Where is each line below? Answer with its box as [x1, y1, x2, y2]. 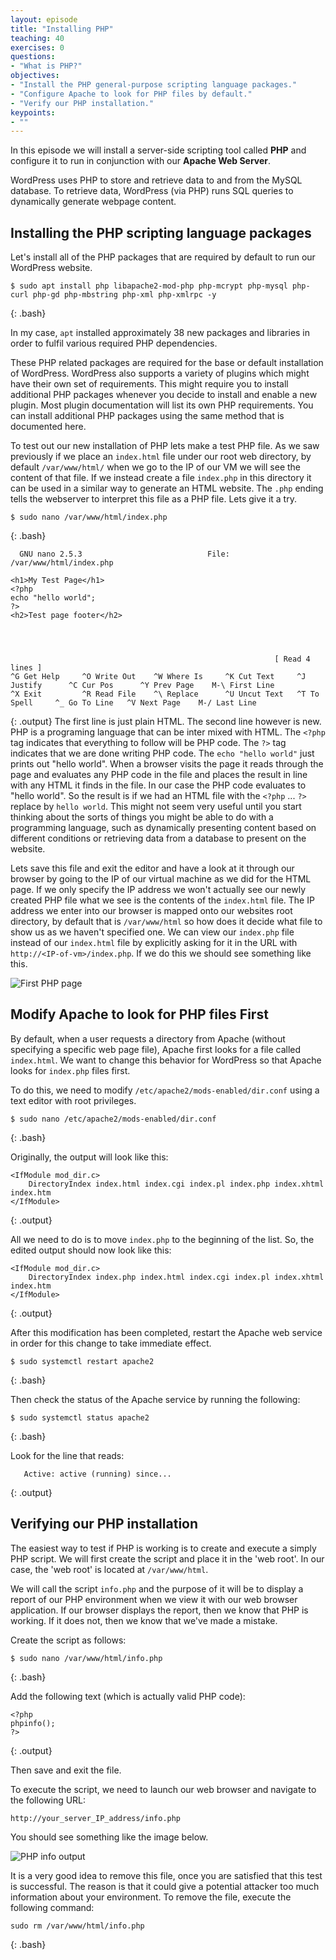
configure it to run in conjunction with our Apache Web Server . [10, 155, 272, 167]
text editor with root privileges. [10, 1094, 137, 1106]
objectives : [10, 71, 60, 81]
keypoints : [10, 107, 56, 118]
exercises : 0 [10, 42, 65, 53]
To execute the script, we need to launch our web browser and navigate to [10, 1783, 317, 1795]
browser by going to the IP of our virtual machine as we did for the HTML [10, 873, 312, 885]
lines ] [10, 663, 43, 673]
